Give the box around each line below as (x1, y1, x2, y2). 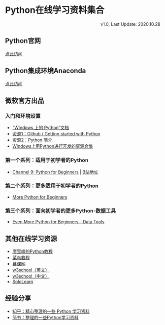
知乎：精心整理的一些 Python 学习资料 (12, 308, 90, 314)
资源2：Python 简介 (12, 137, 53, 143)
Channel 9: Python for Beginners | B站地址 (12, 169, 99, 175)
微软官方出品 (5, 96, 44, 105)
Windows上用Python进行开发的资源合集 (12, 143, 94, 149)
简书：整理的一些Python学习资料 (12, 314, 79, 320)
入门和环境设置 (5, 112, 41, 119)
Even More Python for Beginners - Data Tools (12, 219, 105, 225)
